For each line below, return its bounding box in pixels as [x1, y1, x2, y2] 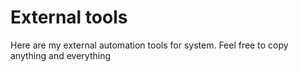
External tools [10, 6, 128, 29]
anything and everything [10, 49, 112, 61]
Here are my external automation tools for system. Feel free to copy [10, 39, 289, 51]
